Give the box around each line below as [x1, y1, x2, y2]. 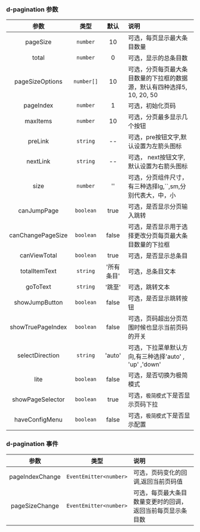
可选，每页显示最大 [127, 34, 182, 42]
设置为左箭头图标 [133, 142, 182, 150]
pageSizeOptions [14, 78, 62, 86]
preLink [27, 137, 49, 146]
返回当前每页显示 [133, 506, 182, 515]
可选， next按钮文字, [127, 153, 186, 162]
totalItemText [20, 267, 57, 275]
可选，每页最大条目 [133, 488, 187, 497]
